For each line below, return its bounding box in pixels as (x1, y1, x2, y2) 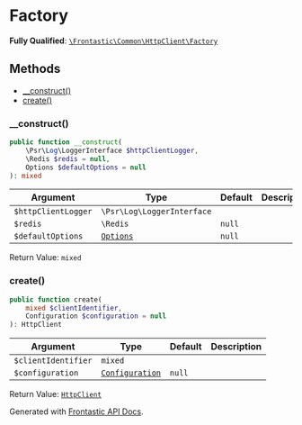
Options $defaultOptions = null (25, 163, 147, 172)
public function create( (9, 294, 102, 304)
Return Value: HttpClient (9, 389, 102, 400)
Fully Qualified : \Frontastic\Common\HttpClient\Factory (9, 35, 218, 46)
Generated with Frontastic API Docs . (9, 406, 144, 417)
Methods (9, 61, 61, 77)
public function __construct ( (9, 138, 123, 147)
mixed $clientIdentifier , (25, 303, 123, 312)
